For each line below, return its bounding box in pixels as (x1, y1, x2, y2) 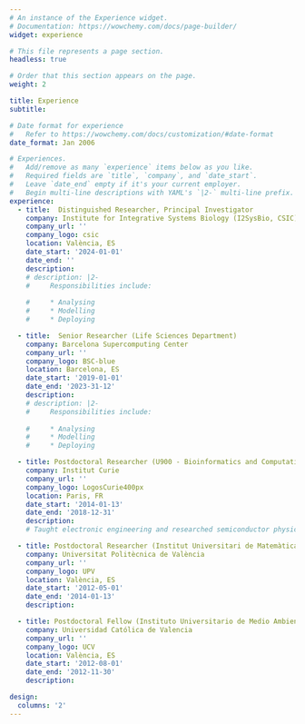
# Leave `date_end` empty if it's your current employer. (9, 180, 242, 189)
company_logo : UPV (25, 567, 95, 576)
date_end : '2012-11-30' (25, 668, 116, 677)
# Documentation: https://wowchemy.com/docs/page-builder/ (9, 22, 238, 31)
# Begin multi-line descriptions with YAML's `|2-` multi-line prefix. (9, 188, 295, 197)
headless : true (9, 55, 67, 64)
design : (9, 692, 39, 701)
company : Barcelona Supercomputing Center (25, 340, 189, 349)
